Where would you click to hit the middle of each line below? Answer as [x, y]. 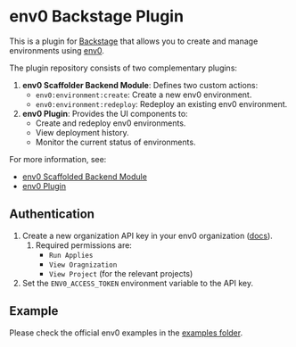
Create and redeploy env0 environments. [111, 123]
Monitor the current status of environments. [115, 142]
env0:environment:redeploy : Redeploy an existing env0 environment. [161, 103]
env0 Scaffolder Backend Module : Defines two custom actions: [140, 85]
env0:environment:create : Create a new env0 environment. [144, 95]
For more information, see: [58, 159]
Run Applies [71, 255]
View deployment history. [82, 132]
